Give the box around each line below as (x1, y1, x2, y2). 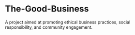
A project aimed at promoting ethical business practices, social (5, 19, 131, 25)
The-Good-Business (5, 3, 89, 14)
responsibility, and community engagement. (5, 24, 93, 30)
